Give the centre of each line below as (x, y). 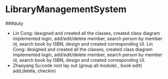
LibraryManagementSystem (66, 9)
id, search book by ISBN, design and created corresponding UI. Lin (83, 44)
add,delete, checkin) (34, 71)
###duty (15, 23)
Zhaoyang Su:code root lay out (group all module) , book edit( (77, 65)
